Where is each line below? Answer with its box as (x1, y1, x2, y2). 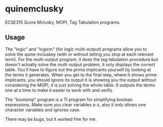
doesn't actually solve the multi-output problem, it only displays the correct (5, 61, 155, 67)
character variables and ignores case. (5, 107, 81, 113)
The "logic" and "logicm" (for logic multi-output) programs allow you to (5, 46, 147, 52)
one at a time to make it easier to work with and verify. (5, 87, 114, 93)
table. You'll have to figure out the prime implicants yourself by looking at (5, 67, 151, 72)
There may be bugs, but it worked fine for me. (5, 116, 97, 122)
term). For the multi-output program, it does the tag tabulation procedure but (5, 56, 158, 62)
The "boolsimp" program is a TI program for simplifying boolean (5, 97, 133, 102)
